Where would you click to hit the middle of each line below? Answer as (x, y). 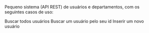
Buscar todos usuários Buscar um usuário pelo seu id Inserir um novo (74, 21)
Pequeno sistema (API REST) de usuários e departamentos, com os (72, 7)
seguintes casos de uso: (29, 12)
